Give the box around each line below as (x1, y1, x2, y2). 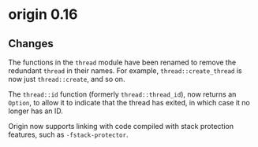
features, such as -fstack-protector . (8, 130, 129, 139)
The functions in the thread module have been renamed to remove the (8, 57, 237, 67)
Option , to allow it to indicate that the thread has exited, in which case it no (8, 98, 250, 107)
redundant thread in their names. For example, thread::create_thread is (8, 66, 242, 75)
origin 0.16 (8, 6, 78, 24)
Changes (8, 37, 54, 50)
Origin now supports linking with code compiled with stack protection (8, 122, 234, 130)
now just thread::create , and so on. (8, 75, 125, 83)
